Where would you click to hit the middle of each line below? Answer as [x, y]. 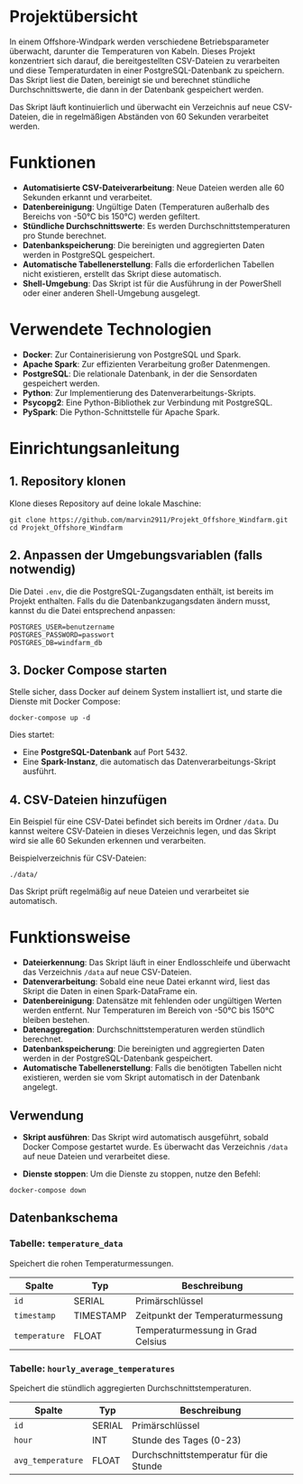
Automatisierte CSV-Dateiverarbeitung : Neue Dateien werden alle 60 [153, 188]
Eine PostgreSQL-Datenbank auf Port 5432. [105, 752]
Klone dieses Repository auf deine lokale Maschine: [106, 503]
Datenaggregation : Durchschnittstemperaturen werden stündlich [143, 1029]
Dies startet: [32, 735]
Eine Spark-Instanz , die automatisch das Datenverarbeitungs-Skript [149, 762]
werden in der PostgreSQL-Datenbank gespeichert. [118, 1058]
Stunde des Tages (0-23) [187, 1440]
